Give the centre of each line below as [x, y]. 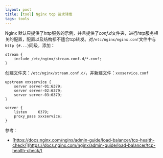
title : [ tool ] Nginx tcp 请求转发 [39, 14]
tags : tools [17, 19]
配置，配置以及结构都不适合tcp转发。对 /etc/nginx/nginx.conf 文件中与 [85, 39]
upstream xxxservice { [28, 82]
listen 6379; [32, 112]
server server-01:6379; [38, 87]
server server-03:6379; [38, 95]
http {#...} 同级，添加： [30, 45]
